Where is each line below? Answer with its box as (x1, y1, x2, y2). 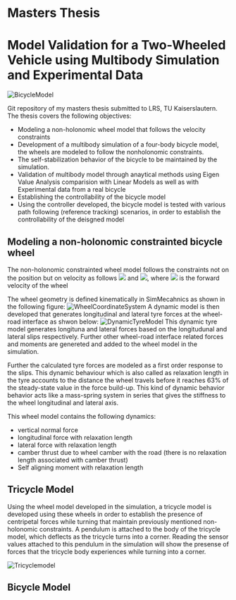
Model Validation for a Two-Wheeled (7, 37, 226, 54)
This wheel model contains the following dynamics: (7, 412, 156, 420)
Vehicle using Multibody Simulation (7, 52, 220, 68)
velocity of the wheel (7, 281, 68, 290)
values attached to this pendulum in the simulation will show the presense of (7, 539, 229, 548)
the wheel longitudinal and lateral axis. (7, 398, 118, 407)
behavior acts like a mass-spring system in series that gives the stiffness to (7, 391, 226, 399)
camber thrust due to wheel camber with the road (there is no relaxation (17, 448, 227, 456)
